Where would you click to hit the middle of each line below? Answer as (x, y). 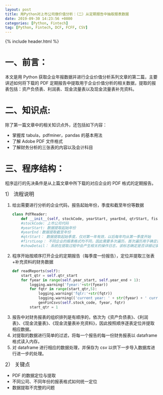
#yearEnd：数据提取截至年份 (46, 232)
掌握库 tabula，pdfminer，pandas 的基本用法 (57, 135)
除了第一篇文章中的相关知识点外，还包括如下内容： (56, 125)
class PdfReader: (30, 214)
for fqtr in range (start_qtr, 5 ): (64, 289)
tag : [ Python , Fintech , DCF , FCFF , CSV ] (47, 28)
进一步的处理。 (31, 353)
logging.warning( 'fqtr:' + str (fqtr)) (75, 294)
